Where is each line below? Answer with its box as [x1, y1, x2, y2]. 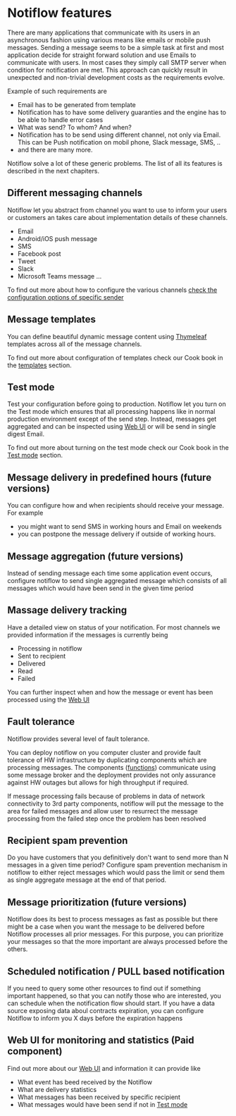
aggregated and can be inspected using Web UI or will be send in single [7, 422, 216, 431]
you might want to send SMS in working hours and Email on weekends [17, 522, 222, 531]
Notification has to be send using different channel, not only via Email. [17, 130, 221, 139]
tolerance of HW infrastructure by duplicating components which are [7, 756, 207, 764]
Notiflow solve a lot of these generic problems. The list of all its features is [7, 159, 223, 167]
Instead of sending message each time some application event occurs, [7, 569, 213, 577]
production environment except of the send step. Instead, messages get [7, 415, 217, 424]
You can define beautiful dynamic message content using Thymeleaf [7, 332, 207, 341]
